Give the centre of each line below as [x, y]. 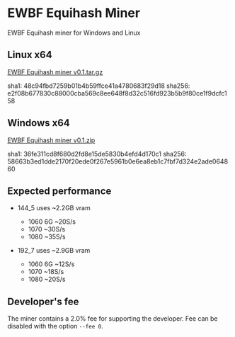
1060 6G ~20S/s [52, 222]
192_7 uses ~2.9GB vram [54, 251]
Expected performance [59, 191]
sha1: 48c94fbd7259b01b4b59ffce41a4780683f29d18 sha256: [99, 86]
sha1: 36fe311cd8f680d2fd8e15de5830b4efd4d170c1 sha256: [97, 154]
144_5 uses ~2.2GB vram [54, 208]
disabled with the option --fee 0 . [56, 326]
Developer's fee [43, 301]
